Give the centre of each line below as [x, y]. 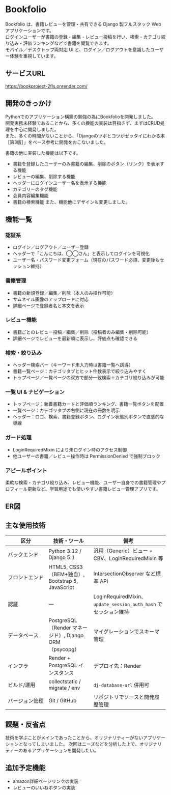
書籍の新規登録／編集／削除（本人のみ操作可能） [64, 293]
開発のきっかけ [28, 104]
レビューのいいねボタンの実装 [44, 787]
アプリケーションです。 [30, 30]
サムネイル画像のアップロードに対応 [51, 299]
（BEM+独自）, [67, 575]
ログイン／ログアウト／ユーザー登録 [51, 247]
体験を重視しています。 [34, 56]
